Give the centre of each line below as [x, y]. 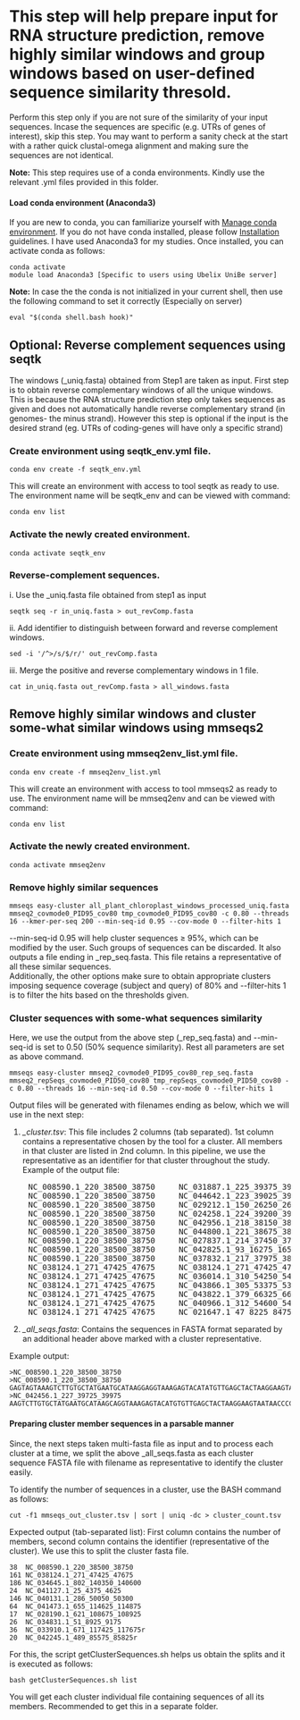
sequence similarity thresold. [121, 93]
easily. [21, 1471]
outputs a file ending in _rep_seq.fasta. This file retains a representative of [146, 957]
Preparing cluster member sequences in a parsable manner [122, 1424]
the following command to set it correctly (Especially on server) [126, 301]
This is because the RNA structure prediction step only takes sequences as [147, 399]
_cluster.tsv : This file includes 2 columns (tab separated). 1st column [148, 1132]
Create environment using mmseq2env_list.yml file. [124, 754]
